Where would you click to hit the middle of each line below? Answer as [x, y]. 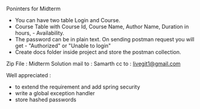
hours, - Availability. [39, 33]
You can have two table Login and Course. [67, 20]
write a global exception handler [55, 93]
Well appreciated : [29, 75]
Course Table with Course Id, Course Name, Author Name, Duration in [102, 27]
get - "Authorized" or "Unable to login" [63, 46]
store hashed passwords [45, 99]
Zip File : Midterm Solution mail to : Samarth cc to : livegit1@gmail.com [93, 63]
